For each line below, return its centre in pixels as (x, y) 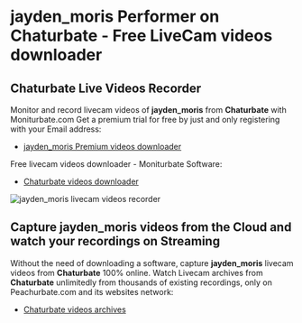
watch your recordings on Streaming (115, 241)
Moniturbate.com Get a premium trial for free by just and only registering (145, 120)
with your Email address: (56, 129)
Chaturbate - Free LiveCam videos (142, 36)
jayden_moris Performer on (115, 17)
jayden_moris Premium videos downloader (102, 147)
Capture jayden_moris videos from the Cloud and (151, 227)
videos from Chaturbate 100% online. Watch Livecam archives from (137, 272)
